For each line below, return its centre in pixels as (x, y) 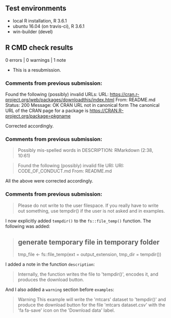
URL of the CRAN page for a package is (47, 110)
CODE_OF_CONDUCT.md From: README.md (65, 171)
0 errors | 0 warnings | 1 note (36, 60)
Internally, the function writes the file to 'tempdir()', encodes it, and (88, 274)
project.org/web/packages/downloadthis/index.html (60, 100)
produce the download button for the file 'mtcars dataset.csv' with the (91, 305)
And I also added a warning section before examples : (60, 290)
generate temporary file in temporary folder (89, 242)
